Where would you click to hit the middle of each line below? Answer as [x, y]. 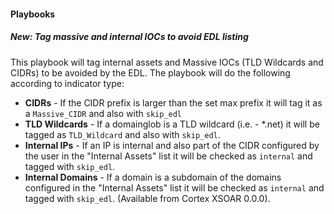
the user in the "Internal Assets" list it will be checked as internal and [168, 156]
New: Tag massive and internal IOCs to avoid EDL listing [129, 37]
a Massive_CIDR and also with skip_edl [103, 113]
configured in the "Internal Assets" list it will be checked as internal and [174, 187]
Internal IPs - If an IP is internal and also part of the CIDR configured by [172, 145]
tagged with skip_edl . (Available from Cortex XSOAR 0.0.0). [147, 198]
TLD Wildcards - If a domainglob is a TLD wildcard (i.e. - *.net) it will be [172, 124]
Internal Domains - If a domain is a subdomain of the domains [153, 177]
